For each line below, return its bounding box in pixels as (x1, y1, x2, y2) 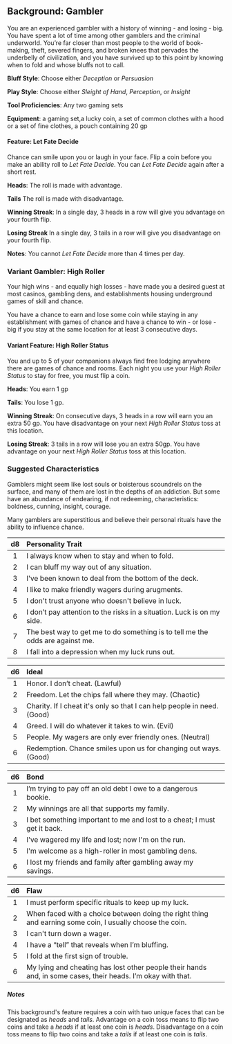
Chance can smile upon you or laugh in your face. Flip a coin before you (7, 153, 212, 161)
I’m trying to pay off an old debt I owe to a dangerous (26, 784, 198, 793)
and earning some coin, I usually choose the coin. (26, 917, 187, 927)
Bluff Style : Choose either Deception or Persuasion (7, 74, 154, 82)
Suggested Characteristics (7, 464, 99, 474)
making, (7, 46, 30, 54)
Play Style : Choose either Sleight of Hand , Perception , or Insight (7, 87, 191, 96)
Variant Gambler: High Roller (7, 267, 105, 276)
